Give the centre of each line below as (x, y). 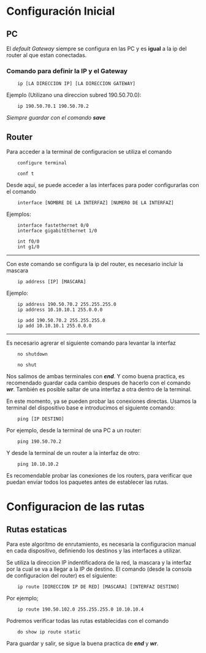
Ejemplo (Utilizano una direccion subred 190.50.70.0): (74, 95)
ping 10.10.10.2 (38, 464)
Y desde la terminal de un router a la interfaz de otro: (73, 453)
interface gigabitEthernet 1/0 (57, 231)
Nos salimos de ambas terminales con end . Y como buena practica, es (96, 376)
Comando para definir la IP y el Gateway (67, 71)
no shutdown (32, 354)
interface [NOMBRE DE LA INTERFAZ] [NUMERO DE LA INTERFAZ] (96, 203)
